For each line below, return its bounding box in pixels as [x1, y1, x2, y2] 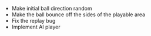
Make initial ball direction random [11, 5, 92, 12]
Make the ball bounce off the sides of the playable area [11, 11, 146, 18]
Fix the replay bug [11, 17, 56, 24]
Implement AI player [11, 23, 61, 30]
